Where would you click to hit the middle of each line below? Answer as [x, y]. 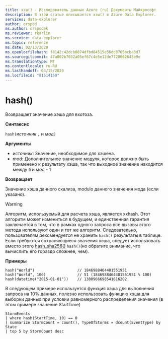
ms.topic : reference [27, 43]
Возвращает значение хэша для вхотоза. [49, 114]
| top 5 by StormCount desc [35, 331]
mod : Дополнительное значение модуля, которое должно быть [81, 159]
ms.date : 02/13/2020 [27, 47]
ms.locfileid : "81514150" [32, 76]
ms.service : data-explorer [33, 38]
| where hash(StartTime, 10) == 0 [41, 318]
